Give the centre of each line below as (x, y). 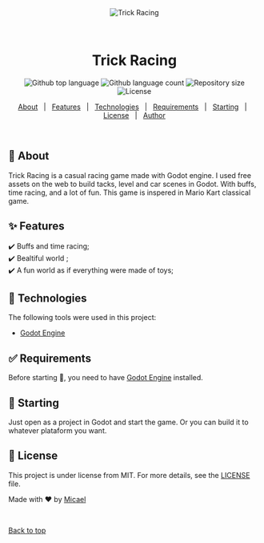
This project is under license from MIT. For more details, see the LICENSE (129, 475)
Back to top (27, 530)
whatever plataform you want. (58, 431)
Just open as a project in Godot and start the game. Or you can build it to (129, 422)
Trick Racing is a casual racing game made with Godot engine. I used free (130, 175)
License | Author (134, 115)
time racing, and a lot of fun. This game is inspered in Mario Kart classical (130, 192)
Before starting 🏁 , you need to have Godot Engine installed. (106, 378)
